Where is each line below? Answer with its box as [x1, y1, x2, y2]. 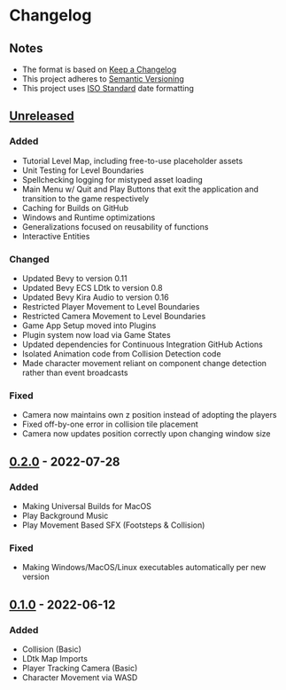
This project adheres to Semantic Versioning [21, 74, 184, 84]
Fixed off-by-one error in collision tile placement [21, 419, 199, 430]
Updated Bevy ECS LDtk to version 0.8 [21, 282, 163, 293]
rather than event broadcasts [21, 367, 128, 378]
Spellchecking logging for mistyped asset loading [21, 174, 204, 184]
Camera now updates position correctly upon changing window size [21, 428, 271, 439]
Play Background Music [21, 510, 109, 521]
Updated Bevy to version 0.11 [21, 272, 128, 284]
